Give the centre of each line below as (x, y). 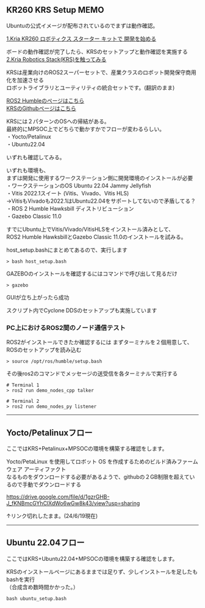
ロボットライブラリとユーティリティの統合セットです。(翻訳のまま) (91, 88)
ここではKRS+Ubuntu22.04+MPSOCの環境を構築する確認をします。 (92, 558)
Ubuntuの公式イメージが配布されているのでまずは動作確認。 (82, 25)
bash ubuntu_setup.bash (37, 599)
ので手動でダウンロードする (46, 484)
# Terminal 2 (23, 401)
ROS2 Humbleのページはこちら (45, 100)
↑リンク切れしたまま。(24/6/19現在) (52, 516)
